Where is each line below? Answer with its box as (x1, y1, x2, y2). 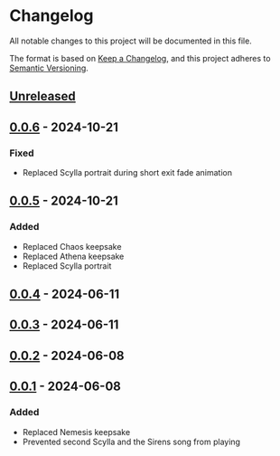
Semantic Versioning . (9, 62, 89, 73)
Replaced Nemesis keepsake (22, 426, 131, 437)
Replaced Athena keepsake (22, 251, 125, 261)
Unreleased (9, 89, 77, 104)
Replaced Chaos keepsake (22, 241, 122, 252)
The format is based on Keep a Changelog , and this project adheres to (9, 52, 271, 63)
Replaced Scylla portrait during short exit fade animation (22, 167, 233, 178)
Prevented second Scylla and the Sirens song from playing (22, 436, 241, 447)
